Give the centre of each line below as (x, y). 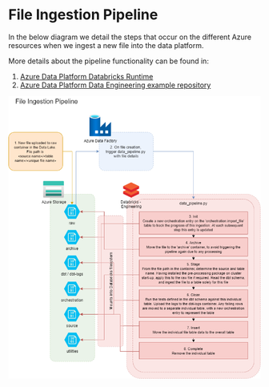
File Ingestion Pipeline (83, 15)
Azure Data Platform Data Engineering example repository (115, 85)
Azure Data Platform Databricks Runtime (86, 76)
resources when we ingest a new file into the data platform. (106, 45)
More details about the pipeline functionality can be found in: (109, 61)
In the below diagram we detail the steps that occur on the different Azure (130, 37)
